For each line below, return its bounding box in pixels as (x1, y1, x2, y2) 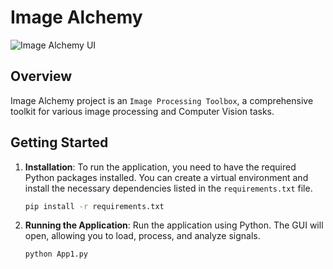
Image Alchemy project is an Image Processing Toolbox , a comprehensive (10, 94, 314, 106)
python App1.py (24, 249, 89, 260)
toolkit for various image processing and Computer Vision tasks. (10, 105, 275, 117)
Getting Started (10, 134, 109, 151)
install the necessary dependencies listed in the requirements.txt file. (24, 182, 313, 194)
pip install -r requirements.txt (24, 201, 165, 211)
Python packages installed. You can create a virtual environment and (24, 171, 309, 183)
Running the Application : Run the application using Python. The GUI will (24, 219, 324, 231)
